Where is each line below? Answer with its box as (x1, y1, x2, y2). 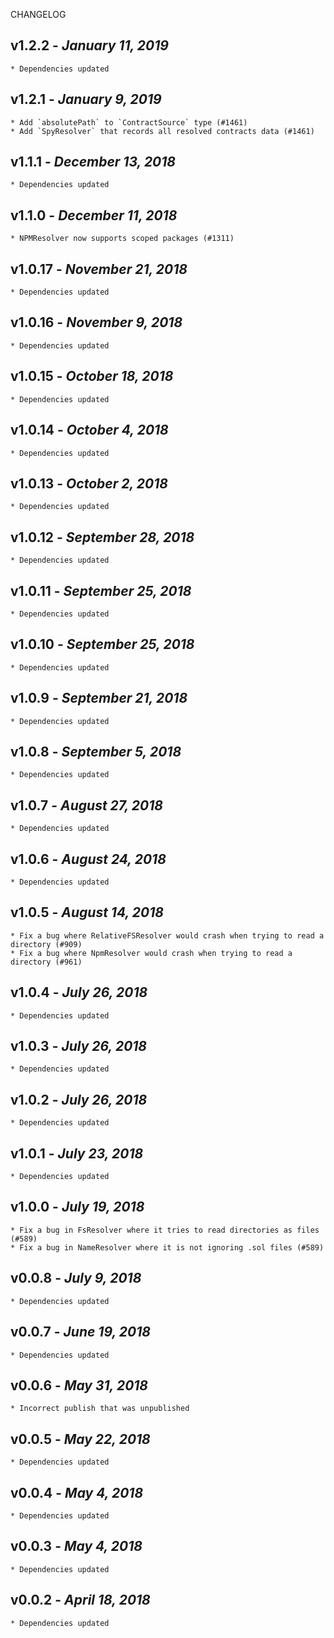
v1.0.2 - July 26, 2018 (10, 1091, 148, 1108)
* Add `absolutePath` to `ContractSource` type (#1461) (10, 117, 248, 128)
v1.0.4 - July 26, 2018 (10, 984, 148, 1001)
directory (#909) (10, 939, 83, 949)
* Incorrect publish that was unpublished (10, 1404, 190, 1414)
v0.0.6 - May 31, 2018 (10, 1377, 149, 1394)
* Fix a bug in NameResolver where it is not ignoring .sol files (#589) (10, 1242, 325, 1253)
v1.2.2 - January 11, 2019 (10, 37, 169, 54)
